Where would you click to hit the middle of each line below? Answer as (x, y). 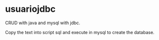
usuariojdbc (30, 9)
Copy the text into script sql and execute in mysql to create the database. (80, 32)
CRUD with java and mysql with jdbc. (43, 23)
